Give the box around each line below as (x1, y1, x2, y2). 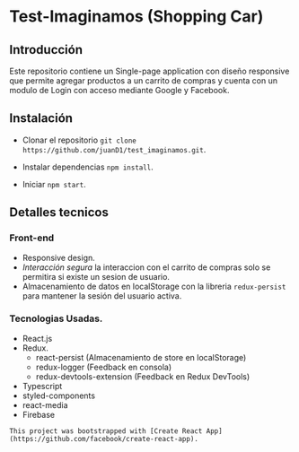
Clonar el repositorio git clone (22, 135, 136, 145)
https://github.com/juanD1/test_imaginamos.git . (22, 143, 207, 154)
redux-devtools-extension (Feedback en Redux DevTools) (35, 370, 251, 382)
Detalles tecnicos (9, 204, 110, 221)
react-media (22, 399, 68, 410)
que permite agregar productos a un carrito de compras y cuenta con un (9, 75, 278, 86)
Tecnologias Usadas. (9, 312, 103, 325)
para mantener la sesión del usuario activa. (22, 290, 182, 301)
